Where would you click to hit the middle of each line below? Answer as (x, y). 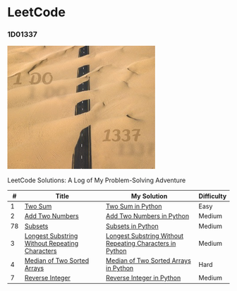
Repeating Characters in (141, 243)
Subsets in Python (132, 226)
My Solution (149, 196)
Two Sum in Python (134, 206)
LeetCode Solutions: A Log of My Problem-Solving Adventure (97, 180)
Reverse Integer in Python (143, 278)
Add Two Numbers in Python (147, 216)
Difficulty (213, 196)
